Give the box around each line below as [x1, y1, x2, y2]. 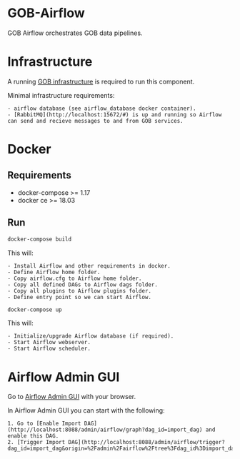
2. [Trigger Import [7, 439, 66, 446]
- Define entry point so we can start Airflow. [7, 293, 152, 301]
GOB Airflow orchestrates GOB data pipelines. [7, 29, 143, 37]
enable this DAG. [7, 433, 59, 440]
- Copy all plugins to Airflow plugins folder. [7, 287, 152, 294]
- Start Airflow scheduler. [7, 345, 91, 353]
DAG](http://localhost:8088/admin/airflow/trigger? [68, 439, 225, 446]
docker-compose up [7, 306, 62, 313]
